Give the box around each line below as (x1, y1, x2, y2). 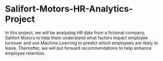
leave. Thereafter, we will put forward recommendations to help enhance (5, 45, 152, 51)
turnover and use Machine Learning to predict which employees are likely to (5, 40, 159, 46)
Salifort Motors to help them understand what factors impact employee (5, 35, 148, 41)
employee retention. (5, 50, 46, 56)
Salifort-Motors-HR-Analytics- (5, 3, 133, 15)
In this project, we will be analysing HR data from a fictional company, (5, 30, 145, 35)
